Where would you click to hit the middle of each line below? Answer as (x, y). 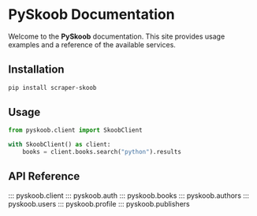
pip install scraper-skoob (52, 88)
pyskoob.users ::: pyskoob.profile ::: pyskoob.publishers (99, 203)
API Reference (44, 176)
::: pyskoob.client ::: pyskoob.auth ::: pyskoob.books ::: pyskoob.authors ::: (129, 196)
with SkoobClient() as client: (60, 145)
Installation (36, 70)
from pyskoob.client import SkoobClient (76, 130)
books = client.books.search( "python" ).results (102, 152)
